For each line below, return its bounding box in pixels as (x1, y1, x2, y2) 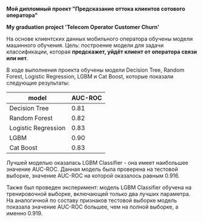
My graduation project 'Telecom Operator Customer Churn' (6, 24, 160, 30)
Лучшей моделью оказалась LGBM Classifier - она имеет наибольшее (6, 159, 188, 166)
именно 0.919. (6, 210, 43, 217)
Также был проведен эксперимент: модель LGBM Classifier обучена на (6, 184, 192, 191)
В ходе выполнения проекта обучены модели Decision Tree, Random (6, 66, 185, 74)
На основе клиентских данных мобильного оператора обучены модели (6, 35, 193, 42)
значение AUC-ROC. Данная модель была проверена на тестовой (6, 165, 178, 173)
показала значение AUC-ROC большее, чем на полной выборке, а (6, 203, 179, 210)
